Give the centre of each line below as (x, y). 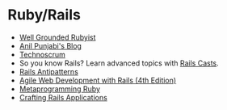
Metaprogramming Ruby (60, 89)
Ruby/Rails (44, 15)
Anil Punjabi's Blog (50, 45)
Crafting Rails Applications (63, 97)
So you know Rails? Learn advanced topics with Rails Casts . (119, 63)
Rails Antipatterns (48, 71)
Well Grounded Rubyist (57, 37)
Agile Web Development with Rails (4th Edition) (98, 80)
